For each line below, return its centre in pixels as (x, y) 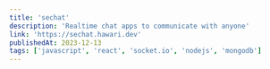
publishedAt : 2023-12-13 (55, 43)
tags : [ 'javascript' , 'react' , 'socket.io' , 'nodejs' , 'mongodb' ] (135, 51)
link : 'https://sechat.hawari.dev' (76, 34)
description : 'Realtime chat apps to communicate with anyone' (130, 26)
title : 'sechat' (39, 17)
